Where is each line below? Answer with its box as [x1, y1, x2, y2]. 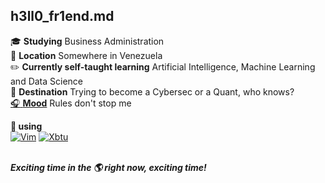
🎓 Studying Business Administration [10, 35, 165, 47]
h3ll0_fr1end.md [10, 8, 115, 25]
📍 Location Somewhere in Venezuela [10, 49, 163, 61]
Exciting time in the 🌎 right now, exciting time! [10, 161, 207, 173]
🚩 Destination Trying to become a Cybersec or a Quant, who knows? [10, 85, 295, 98]
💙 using [10, 120, 43, 132]
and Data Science [10, 75, 84, 87]
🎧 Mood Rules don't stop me [10, 97, 132, 109]
